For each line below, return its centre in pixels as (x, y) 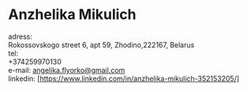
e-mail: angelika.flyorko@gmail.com (67, 70)
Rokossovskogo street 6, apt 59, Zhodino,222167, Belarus (101, 44)
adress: (21, 36)
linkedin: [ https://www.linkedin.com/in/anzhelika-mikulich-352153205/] (124, 78)
